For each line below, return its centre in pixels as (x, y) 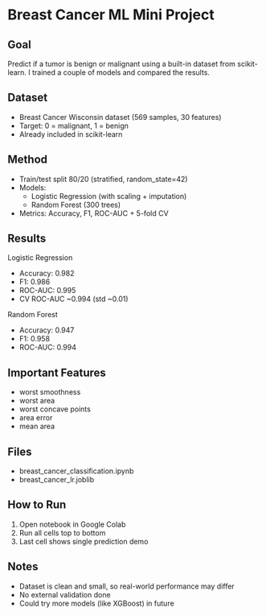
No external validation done (65, 594)
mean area (37, 426)
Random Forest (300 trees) (76, 205)
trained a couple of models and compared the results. (121, 72)
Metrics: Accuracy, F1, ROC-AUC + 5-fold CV (94, 213)
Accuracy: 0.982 (47, 273)
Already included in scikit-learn (71, 134)
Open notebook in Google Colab (72, 524)
